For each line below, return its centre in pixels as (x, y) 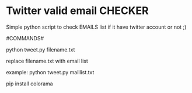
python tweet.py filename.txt (41, 49)
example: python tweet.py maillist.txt (50, 72)
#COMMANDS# (25, 38)
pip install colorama (30, 84)
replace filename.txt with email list (47, 61)
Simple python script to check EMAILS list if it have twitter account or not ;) (96, 27)
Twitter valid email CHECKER (77, 11)
